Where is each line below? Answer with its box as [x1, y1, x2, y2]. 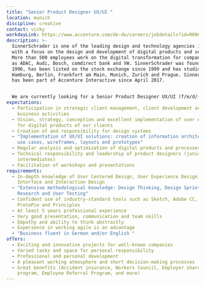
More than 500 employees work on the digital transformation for [12, 55, 182, 61]
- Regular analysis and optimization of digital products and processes [12, 145, 201, 151]
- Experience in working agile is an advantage [12, 225, 135, 231]
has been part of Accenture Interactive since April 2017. [12, 77, 165, 83]
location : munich [6, 15, 51, 21]
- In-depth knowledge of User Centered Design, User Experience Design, [12, 173, 201, 179]
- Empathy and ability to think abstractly [12, 219, 124, 225]
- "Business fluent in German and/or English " [12, 230, 135, 236]
